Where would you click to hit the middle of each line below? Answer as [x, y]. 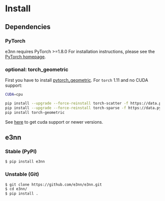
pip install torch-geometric [35, 112]
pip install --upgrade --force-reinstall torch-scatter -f [67, 103]
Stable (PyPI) [21, 151]
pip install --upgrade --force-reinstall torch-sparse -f [66, 108]
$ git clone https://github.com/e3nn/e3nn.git [54, 184]
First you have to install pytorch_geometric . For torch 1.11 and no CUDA [77, 80]
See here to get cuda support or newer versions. [54, 122]
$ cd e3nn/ [16, 189]
